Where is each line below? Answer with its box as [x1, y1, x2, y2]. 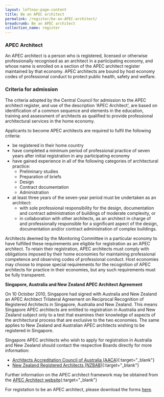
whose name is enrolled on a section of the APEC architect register [5, 63, 141, 69]
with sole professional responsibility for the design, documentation [19, 205, 154, 211]
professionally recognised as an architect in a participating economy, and [5, 58, 153, 64]
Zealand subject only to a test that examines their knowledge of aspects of [5, 312, 156, 317]
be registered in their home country [12, 142, 84, 148]
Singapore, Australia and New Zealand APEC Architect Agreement [5, 281, 143, 287]
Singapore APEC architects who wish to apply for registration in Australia [5, 337, 152, 343]
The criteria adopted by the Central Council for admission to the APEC [5, 97, 146, 103]
